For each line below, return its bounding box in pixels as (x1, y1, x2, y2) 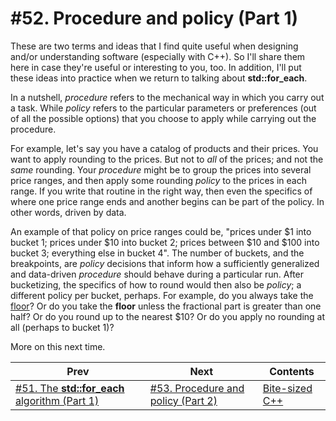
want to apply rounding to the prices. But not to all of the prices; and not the (10, 153, 324, 165)
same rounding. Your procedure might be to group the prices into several (10, 163, 312, 176)
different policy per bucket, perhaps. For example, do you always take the (10, 289, 314, 301)
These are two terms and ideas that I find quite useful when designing (10, 40, 299, 52)
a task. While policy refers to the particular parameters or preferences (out (10, 102, 317, 114)
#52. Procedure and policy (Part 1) (10, 7, 299, 30)
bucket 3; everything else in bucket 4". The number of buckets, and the (10, 247, 305, 259)
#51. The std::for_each (15, 381, 125, 395)
